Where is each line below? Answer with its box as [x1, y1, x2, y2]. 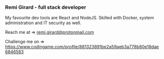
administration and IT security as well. [5, 20, 82, 26]
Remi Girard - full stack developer [5, 4, 86, 11]
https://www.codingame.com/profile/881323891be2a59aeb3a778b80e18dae [5, 44, 159, 50]
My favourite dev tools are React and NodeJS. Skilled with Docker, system [5, 15, 154, 21]
